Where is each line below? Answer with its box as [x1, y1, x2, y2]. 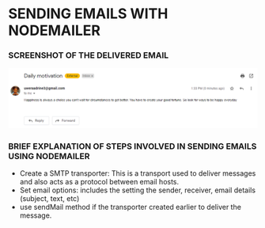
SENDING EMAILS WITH [8, 5, 168, 23]
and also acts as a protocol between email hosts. [19, 177, 180, 187]
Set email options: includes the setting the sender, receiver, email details [19, 185, 256, 195]
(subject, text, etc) [19, 194, 80, 203]
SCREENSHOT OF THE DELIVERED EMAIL [8, 50, 169, 61]
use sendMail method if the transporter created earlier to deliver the [19, 203, 241, 212]
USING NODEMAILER [8, 150, 90, 161]
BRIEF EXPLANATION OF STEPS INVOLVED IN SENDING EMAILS [8, 140, 257, 151]
